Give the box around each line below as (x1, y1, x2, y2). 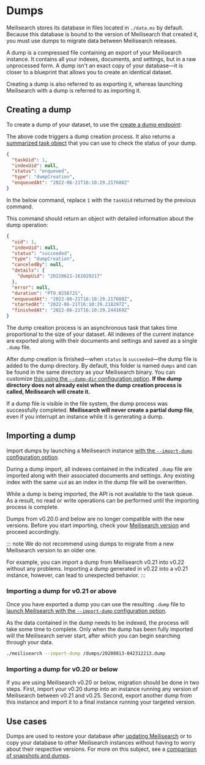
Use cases (6, 716, 47, 726)
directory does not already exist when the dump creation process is (6, 381, 182, 389)
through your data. (6, 639, 53, 646)
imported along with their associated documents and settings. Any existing (6, 471, 195, 479)
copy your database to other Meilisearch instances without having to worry (6, 739, 196, 747)
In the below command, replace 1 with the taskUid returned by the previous (6, 196, 196, 204)
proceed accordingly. (6, 528, 60, 535)
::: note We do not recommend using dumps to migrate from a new (6, 540, 174, 547)
